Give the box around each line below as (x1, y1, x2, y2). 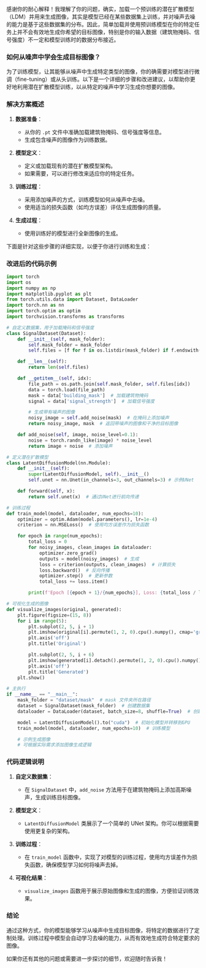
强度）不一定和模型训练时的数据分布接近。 (11, 36, 120, 43)
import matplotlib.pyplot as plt (6, 291, 92, 297)
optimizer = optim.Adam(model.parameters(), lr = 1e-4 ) (17, 516, 158, 523)
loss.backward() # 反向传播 (39, 567, 110, 574)
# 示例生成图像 (17, 736, 51, 742)
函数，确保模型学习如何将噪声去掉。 (29, 861, 121, 868)
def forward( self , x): (17, 488, 75, 494)
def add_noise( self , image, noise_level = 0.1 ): (17, 432, 139, 438)
